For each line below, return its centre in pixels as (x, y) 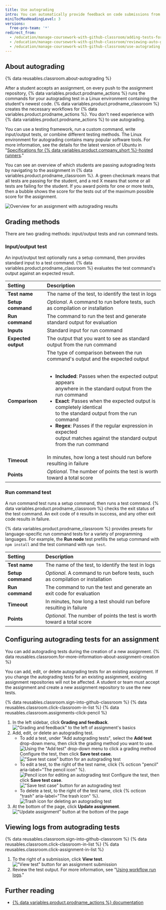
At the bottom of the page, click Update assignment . (66, 806)
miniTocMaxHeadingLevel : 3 (33, 19)
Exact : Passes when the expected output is (105, 401)
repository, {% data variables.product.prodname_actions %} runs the (75, 93)
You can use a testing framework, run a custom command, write (70, 129)
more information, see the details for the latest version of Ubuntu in (73, 145)
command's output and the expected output (98, 358)
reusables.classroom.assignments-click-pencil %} (56, 712)
